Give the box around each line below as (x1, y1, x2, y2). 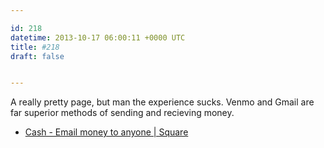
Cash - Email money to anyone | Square (24, 126, 189, 138)
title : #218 (10, 42, 60, 52)
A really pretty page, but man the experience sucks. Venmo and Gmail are (10, 96, 315, 108)
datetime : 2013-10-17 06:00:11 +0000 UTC (10, 32, 186, 43)
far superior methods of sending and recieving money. (10, 107, 235, 119)
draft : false (10, 51, 65, 61)
